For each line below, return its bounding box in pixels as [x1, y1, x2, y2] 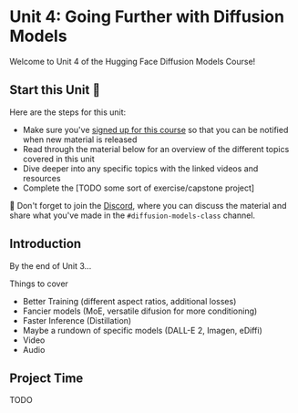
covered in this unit [22, 153, 96, 164]
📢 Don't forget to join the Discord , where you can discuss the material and [9, 200, 287, 211]
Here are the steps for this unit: [9, 107, 127, 118]
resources [22, 172, 61, 183]
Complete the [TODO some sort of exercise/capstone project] [22, 182, 255, 193]
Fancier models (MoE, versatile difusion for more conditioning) [22, 305, 258, 316]
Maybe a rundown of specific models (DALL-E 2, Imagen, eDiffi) [22, 325, 262, 336]
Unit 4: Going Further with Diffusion [9, 6, 285, 27]
